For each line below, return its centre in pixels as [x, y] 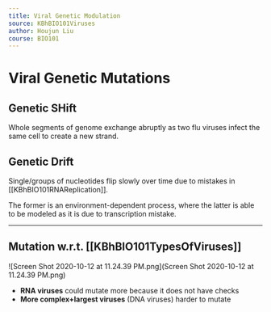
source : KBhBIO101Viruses [52, 23]
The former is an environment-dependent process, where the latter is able [131, 205]
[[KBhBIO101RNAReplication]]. [58, 190]
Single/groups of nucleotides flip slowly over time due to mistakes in [122, 181]
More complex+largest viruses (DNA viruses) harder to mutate [125, 299]
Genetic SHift [42, 108]
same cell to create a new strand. [64, 136]
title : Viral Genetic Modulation [65, 16]
